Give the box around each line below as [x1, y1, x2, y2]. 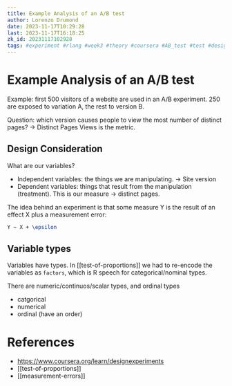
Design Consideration [7, 143, 103, 155]
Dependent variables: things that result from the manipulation [17, 182, 192, 190]
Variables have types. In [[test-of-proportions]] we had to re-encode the [7, 261, 213, 270]
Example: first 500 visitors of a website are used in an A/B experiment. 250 [7, 95, 221, 103]
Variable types [7, 243, 71, 255]
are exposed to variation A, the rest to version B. [7, 102, 145, 111]
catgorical [17, 295, 46, 304]
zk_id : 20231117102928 [7, 36, 72, 43]
